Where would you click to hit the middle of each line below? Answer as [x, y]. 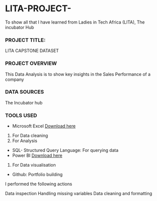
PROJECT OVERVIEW [31, 63]
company [15, 79]
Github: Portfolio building [37, 175]
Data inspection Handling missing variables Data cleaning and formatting [79, 194]
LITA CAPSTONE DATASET [32, 51]
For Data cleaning [30, 136]
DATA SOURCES [25, 92]
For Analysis [25, 141]
